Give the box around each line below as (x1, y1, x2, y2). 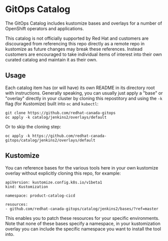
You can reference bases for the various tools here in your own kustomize (5, 165, 158, 171)
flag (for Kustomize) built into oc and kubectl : (5, 101, 99, 107)
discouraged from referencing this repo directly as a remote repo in (5, 40, 145, 46)
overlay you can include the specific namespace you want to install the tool (5, 225, 161, 232)
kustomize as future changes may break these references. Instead (5, 46, 142, 52)
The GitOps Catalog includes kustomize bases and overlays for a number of (5, 20, 162, 26)
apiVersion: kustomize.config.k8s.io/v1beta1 (5, 180, 102, 185)
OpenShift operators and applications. (5, 25, 84, 31)
